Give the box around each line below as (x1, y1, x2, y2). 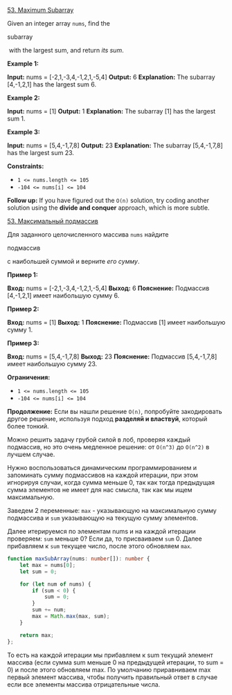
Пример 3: (7, 339, 39, 347)
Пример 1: (7, 271, 38, 279)
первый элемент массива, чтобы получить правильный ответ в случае (7, 673, 218, 681)
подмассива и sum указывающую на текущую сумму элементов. (7, 514, 199, 522)
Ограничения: (7, 373, 51, 381)
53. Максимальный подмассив (7, 217, 98, 225)
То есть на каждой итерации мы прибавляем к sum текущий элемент (7, 651, 213, 659)
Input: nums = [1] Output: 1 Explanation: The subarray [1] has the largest (7, 107, 216, 115)
